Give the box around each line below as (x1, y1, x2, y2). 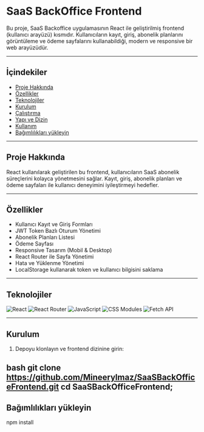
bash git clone (6, 363, 61, 373)
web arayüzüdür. (6, 44, 49, 51)
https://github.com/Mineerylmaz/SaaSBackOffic (6, 372, 195, 383)
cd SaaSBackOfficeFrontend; (60, 382, 173, 392)
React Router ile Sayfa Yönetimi (15, 253, 94, 260)
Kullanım (15, 122, 37, 129)
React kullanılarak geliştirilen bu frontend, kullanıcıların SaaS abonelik (6, 168, 180, 175)
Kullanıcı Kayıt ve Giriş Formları (15, 221, 93, 228)
